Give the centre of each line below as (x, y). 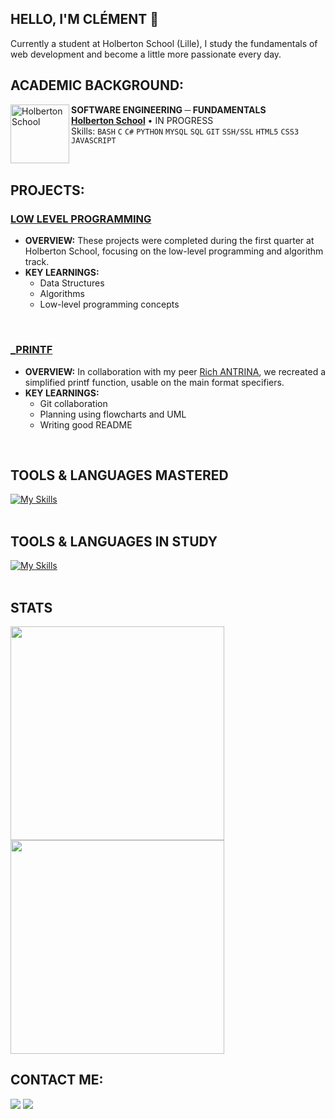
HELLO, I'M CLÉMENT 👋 (85, 19)
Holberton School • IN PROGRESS (142, 120)
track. (37, 262)
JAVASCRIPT (94, 140)
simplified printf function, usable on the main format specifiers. (154, 382)
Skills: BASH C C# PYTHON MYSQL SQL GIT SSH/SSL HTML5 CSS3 (185, 131)
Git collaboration (73, 403)
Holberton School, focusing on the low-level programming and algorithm (174, 251)
